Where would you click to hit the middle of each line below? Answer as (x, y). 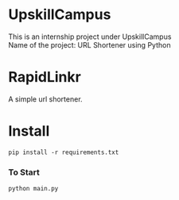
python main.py (33, 189)
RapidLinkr (45, 77)
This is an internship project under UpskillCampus (90, 37)
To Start (24, 172)
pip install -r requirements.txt (64, 152)
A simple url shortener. (45, 99)
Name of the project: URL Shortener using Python (89, 44)
